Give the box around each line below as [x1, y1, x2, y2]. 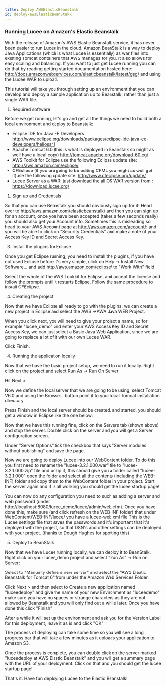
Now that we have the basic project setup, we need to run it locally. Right [5, 362, 155, 368]
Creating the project [12, 293, 54, 299]
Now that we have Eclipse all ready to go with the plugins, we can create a [5, 303, 157, 309]
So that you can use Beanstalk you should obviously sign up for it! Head [5, 202, 152, 208]
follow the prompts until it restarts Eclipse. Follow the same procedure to [5, 279, 153, 285]
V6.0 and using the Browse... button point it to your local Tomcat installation [5, 392, 160, 398]
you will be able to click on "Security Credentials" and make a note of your [5, 229, 157, 234]
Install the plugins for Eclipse [12, 243, 71, 249]
